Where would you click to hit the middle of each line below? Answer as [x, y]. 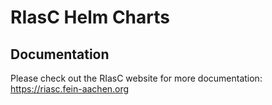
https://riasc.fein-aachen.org [70, 89]
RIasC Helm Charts [90, 17]
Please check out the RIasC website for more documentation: [136, 78]
